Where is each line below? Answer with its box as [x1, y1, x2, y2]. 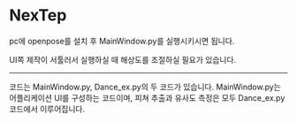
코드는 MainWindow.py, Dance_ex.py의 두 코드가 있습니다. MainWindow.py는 [9, 81, 281, 92]
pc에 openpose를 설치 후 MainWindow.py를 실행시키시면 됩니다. [9, 35, 235, 46]
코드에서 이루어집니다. [9, 103, 86, 114]
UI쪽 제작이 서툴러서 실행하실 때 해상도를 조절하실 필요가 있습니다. [9, 54, 237, 65]
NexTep [9, 5, 67, 26]
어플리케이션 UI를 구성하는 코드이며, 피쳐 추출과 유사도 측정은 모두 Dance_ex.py [9, 92, 286, 103]
